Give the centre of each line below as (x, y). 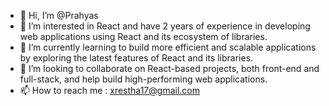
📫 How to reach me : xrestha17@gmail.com (109, 90)
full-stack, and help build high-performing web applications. (143, 79)
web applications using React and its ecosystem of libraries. (143, 36)
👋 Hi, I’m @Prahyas (59, 15)
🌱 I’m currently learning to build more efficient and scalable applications (168, 47)
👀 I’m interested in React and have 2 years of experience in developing (165, 26)
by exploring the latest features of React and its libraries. (136, 58)
